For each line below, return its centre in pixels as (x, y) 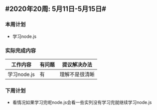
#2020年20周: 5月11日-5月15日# (56, 9)
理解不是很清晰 (77, 74)
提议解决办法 (77, 64)
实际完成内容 (21, 50)
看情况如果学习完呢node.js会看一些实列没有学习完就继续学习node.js (82, 102)
